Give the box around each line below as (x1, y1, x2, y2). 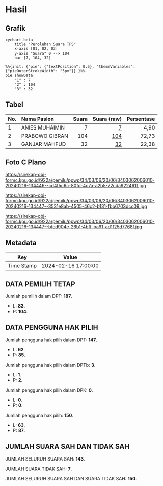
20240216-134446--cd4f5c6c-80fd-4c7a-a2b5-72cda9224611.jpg (5, 182, 146, 188)
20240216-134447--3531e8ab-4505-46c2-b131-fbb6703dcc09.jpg (5, 203, 147, 209)
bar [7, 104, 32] (14, 55, 51, 60)
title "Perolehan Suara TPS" (14, 42, 76, 47)
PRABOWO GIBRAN (21, 132, 68, 139)
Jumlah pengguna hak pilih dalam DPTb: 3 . (5, 362, 96, 368)
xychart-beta (5, 37, 33, 42)
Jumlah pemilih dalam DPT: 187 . (5, 293, 73, 299)
